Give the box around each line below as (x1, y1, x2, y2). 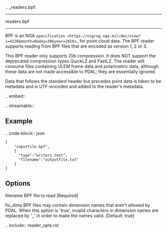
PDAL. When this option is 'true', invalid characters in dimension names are (5, 207, 159, 213)
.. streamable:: (5, 103, 35, 109)
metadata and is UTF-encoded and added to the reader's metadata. (5, 84, 144, 89)
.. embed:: (5, 93, 26, 99)
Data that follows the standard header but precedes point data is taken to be (5, 78, 162, 84)
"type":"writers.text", (18, 153, 68, 158)
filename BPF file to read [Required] (5, 192, 79, 198)
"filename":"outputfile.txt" (18, 157, 79, 162)
